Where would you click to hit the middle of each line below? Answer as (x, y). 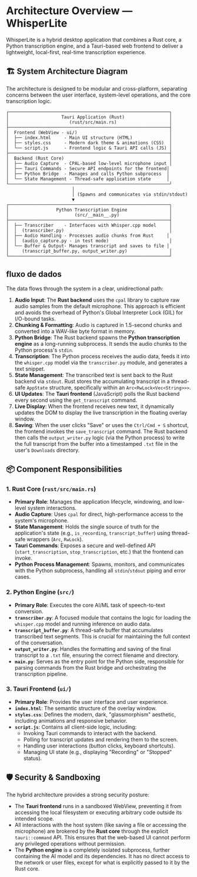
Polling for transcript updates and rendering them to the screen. (101, 739)
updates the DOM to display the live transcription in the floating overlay (101, 412)
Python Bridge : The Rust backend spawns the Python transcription (97, 337)
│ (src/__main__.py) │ (89, 215)
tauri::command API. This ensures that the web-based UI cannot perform (102, 837)
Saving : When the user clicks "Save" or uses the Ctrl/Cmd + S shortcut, (102, 425)
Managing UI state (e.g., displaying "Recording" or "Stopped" (98, 752)
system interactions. (52, 508)
